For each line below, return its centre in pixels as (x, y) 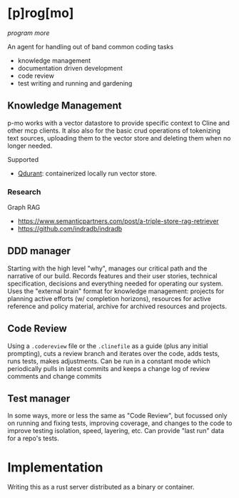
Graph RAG (24, 208)
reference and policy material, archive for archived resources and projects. (117, 306)
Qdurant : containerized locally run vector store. (87, 173)
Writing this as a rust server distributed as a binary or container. (101, 487)
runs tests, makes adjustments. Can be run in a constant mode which (109, 361)
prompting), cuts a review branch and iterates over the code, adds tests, (113, 353)
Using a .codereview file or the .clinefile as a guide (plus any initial (108, 346)
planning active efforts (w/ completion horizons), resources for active (110, 298)
